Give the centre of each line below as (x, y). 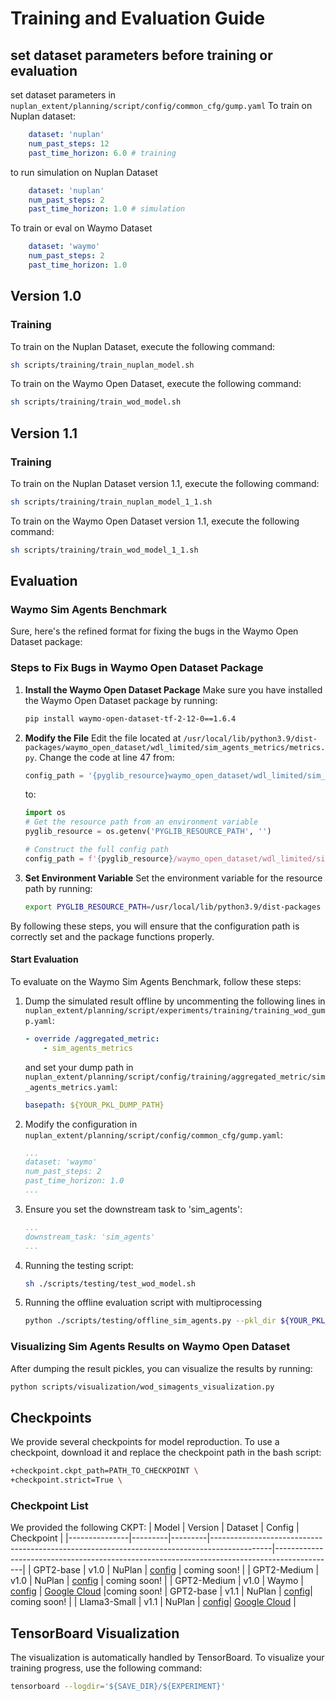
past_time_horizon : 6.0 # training (102, 153)
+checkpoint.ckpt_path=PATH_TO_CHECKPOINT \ (104, 1471)
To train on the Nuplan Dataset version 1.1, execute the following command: (165, 483)
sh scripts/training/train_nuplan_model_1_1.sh (111, 502)
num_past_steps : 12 (69, 143)
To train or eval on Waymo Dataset (81, 228)
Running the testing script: (79, 1265)
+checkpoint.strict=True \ (66, 1480)
